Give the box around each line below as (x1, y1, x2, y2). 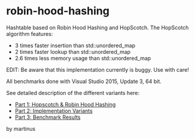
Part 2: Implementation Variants (14, 107, 93, 114)
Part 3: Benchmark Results (14, 114, 81, 121)
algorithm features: (6, 30, 53, 37)
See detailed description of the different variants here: (6, 89, 140, 96)
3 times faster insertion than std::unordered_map (14, 42, 136, 49)
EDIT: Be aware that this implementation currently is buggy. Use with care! (6, 66, 190, 73)
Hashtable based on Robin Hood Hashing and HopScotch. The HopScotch (6, 24, 189, 31)
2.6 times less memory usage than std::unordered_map (14, 54, 151, 62)
